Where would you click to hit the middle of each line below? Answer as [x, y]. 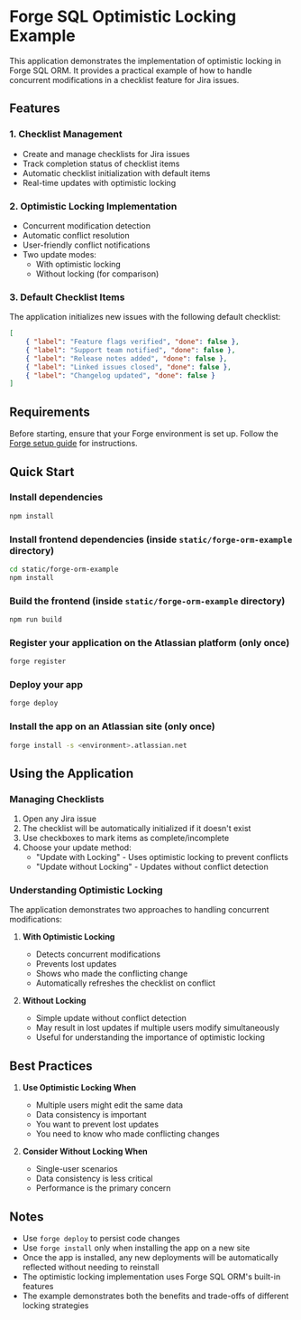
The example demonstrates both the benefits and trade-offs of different [155, 1296]
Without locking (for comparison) [97, 274]
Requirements [50, 412]
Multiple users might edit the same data [109, 1105]
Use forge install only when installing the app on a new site [136, 1248]
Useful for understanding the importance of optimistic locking [150, 1037]
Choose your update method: [77, 847]
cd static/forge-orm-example [64, 570]
